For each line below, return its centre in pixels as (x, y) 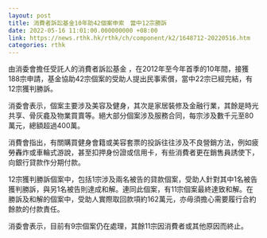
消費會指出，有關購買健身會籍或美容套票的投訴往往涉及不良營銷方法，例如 (130, 142)
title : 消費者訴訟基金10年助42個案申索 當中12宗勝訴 (88, 23)
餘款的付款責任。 (36, 209)
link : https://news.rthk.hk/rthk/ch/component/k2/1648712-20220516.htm (129, 38)
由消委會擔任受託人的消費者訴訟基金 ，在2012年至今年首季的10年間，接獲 (129, 69)
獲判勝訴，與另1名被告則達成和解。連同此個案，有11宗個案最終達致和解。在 (131, 189)
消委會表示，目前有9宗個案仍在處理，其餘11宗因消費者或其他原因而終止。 (128, 226)
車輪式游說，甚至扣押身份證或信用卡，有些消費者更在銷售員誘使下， (147, 153)
